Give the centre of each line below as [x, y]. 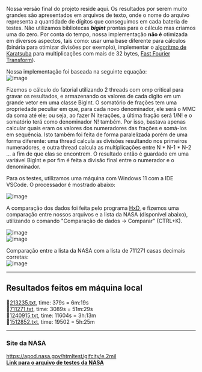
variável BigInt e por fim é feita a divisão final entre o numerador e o [90, 160]
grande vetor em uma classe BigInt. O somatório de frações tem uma [92, 102]
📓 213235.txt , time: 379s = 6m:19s [47, 302]
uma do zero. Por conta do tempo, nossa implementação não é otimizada [97, 34]
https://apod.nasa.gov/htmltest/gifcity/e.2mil [61, 356]
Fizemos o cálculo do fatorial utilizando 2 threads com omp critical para [95, 90]
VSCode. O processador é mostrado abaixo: [61, 184]
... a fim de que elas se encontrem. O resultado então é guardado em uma [98, 154]
